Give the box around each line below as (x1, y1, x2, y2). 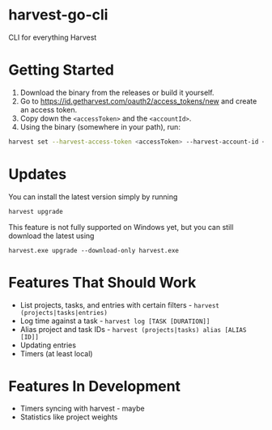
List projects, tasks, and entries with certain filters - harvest (19, 300, 220, 309)
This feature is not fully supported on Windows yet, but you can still (8, 222, 234, 232)
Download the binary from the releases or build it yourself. (19, 87, 215, 97)
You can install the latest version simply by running (8, 192, 178, 202)
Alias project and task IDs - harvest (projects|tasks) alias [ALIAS (19, 324, 247, 334)
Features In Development (8, 377, 181, 395)
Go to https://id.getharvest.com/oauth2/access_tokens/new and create (19, 96, 257, 106)
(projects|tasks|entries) (19, 309, 108, 317)
